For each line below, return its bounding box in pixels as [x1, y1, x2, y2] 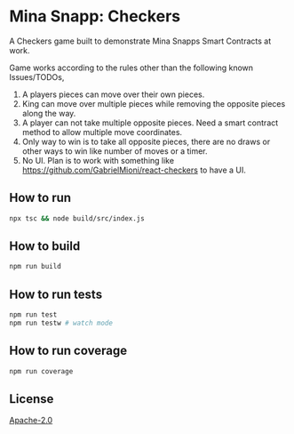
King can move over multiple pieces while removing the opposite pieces [21, 98, 286, 108]
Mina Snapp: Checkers [9, 6, 180, 27]
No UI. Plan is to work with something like [21, 155, 175, 165]
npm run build [9, 262, 62, 271]
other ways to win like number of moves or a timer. [21, 145, 208, 157]
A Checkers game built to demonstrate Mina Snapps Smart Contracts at [9, 36, 272, 46]
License [9, 391, 54, 406]
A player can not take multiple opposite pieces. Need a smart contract [21, 117, 279, 128]
